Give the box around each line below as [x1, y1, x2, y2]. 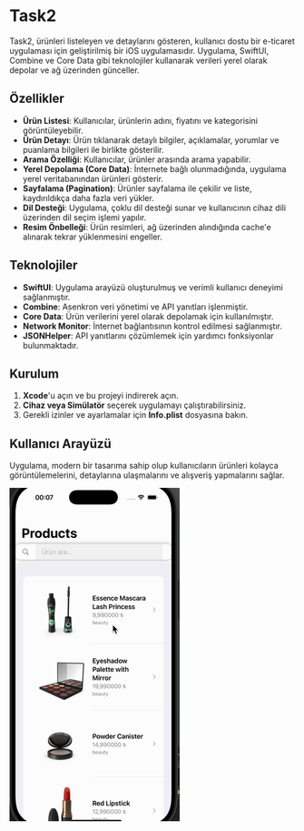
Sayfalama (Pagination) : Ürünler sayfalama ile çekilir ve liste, [22, 183, 252, 194]
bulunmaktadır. [22, 339, 79, 350]
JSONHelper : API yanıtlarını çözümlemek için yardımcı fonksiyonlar [22, 329, 274, 341]
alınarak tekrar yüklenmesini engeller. [22, 231, 162, 242]
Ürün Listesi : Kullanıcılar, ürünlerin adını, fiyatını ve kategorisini [22, 115, 259, 126]
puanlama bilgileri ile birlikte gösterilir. [22, 144, 165, 155]
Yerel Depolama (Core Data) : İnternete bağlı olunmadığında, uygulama [22, 163, 287, 174]
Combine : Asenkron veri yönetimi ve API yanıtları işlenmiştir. [22, 301, 249, 312]
